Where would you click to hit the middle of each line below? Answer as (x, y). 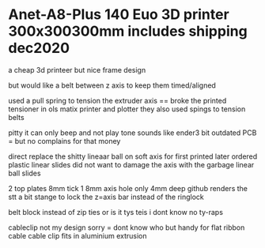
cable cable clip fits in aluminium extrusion (78, 235)
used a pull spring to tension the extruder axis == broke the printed (117, 100)
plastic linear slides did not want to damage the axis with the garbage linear (131, 164)
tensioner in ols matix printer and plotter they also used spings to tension (127, 109)
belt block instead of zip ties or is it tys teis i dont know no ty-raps (116, 212)
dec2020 (39, 48)
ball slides (25, 173)
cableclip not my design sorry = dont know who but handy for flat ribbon (127, 227)
